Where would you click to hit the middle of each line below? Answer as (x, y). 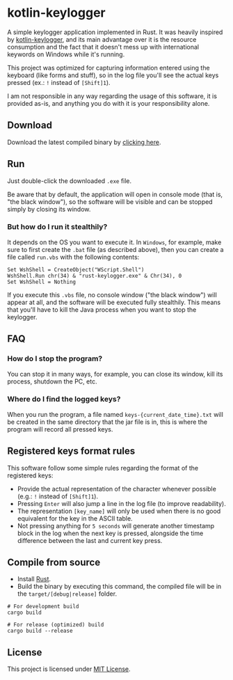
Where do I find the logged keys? (64, 400)
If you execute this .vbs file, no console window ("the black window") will (112, 294)
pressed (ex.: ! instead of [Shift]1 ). (59, 82)
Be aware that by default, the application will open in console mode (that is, (115, 194)
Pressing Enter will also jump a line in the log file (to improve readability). (121, 503)
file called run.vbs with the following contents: (73, 257)
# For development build (43, 607)
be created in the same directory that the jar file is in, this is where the (107, 422)
